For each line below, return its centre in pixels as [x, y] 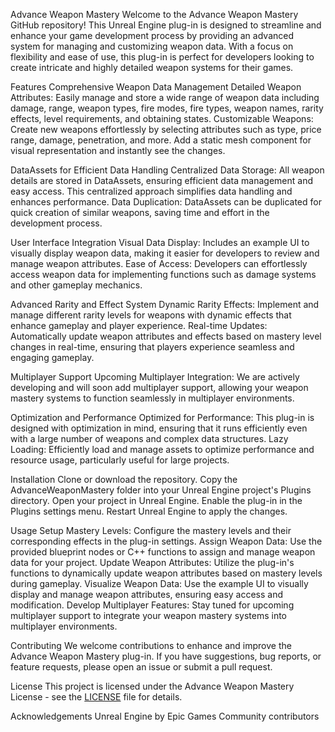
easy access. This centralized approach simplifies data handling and [151, 191]
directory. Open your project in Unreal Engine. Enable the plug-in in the [156, 500]
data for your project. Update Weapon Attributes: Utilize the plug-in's [152, 562]
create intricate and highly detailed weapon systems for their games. [152, 67]
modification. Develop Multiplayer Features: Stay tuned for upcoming [152, 605]
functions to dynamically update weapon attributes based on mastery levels [166, 573]
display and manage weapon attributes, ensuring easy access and [147, 594]
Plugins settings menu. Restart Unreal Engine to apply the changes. [149, 511]
